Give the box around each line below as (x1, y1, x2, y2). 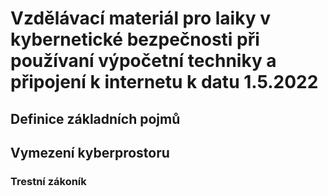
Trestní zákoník (10, 174, 87, 188)
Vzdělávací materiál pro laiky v (10, 7, 271, 30)
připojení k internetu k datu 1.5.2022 (10, 71, 319, 94)
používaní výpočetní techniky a (10, 50, 277, 72)
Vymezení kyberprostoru (10, 144, 170, 161)
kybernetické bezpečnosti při (10, 28, 260, 51)
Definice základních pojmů (10, 110, 181, 127)
